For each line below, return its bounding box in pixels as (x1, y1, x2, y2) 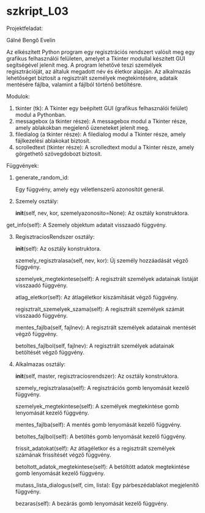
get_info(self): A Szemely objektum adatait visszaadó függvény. (6, 221, 167, 228)
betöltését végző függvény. (15, 348, 84, 356)
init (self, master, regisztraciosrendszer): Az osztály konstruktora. (15, 372, 179, 380)
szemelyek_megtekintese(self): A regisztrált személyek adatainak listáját (15, 275, 199, 282)
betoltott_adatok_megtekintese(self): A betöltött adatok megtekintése (15, 463, 190, 470)
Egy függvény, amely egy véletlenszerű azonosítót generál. (15, 185, 165, 193)
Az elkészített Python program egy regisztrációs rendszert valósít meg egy (6, 48, 195, 56)
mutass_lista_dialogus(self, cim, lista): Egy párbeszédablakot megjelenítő (15, 481, 199, 489)
